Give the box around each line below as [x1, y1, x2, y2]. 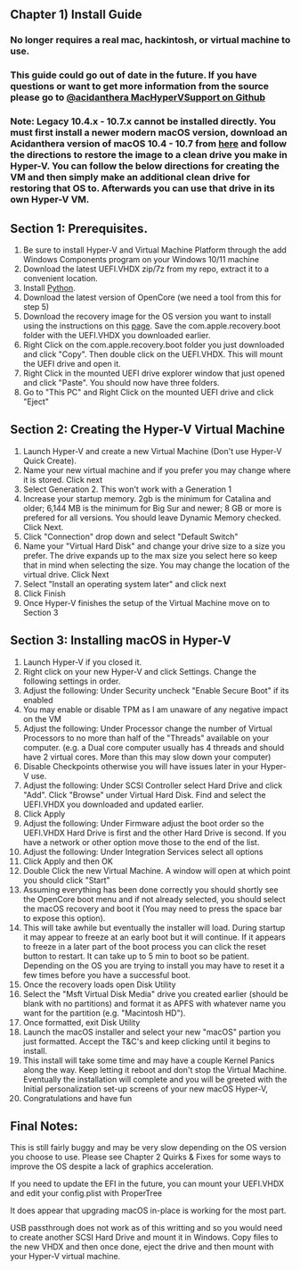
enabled [22, 694, 53, 705]
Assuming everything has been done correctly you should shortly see [22, 884, 279, 895]
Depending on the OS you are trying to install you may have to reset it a [22, 959, 285, 971]
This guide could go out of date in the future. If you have [10, 69, 257, 81]
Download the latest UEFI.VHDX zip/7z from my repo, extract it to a [22, 263, 270, 274]
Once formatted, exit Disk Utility [22, 1017, 141, 1027]
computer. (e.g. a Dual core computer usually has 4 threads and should [22, 742, 285, 752]
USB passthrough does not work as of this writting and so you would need [10, 1223, 283, 1233]
